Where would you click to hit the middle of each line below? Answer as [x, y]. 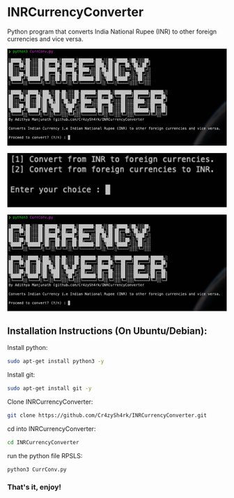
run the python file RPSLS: [45, 455]
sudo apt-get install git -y [49, 388]
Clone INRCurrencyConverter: [50, 402]
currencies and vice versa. [45, 38]
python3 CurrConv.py [37, 469]
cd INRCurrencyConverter [43, 442]
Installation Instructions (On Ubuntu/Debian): [107, 331]
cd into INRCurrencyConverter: [52, 429]
